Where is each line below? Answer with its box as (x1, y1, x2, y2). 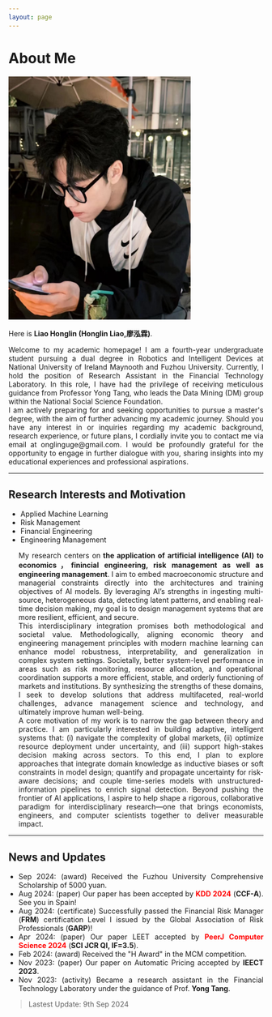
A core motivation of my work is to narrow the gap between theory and (19, 716, 264, 725)
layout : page (8, 13, 53, 21)
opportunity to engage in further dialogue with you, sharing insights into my (8, 448, 264, 458)
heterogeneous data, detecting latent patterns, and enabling (45, 596, 246, 605)
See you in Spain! (19, 898, 77, 908)
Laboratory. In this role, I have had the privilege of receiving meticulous (8, 379, 264, 389)
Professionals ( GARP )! (19, 924, 93, 934)
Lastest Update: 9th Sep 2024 (28, 999, 130, 1009)
